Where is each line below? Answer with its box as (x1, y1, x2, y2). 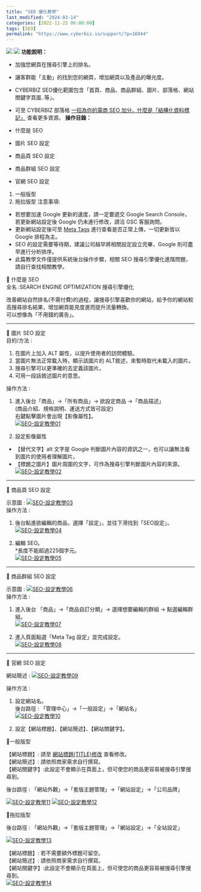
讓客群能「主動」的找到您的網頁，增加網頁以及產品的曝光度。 (14, 74, 167, 81)
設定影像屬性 (14, 433, 47, 440)
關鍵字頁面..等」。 (14, 94, 58, 101)
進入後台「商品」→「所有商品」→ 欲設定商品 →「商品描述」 (14, 398, 165, 405)
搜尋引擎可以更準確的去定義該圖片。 (14, 365, 105, 372)
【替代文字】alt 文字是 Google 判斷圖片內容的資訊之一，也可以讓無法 (14, 446, 185, 453)
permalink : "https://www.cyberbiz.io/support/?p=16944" (6, 31, 148, 37)
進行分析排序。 (20, 248, 57, 255)
